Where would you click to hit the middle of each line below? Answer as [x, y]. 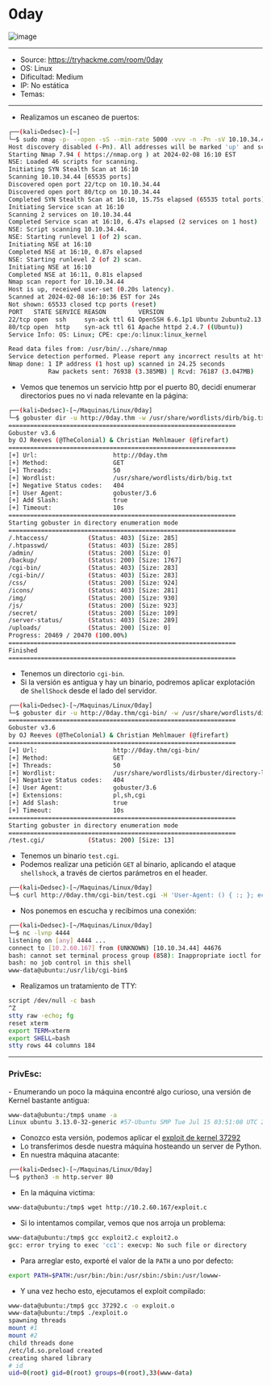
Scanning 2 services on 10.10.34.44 [70, 215]
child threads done [41, 1343]
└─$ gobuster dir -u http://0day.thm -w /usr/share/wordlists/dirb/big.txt [138, 418]
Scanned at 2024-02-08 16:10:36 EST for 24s [84, 297]
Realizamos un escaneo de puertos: [79, 117]
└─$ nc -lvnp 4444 [39, 933]
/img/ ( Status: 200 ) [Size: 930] [94, 598]
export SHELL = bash [39, 1038]
